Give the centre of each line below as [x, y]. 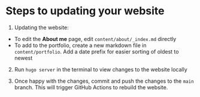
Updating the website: [42, 27]
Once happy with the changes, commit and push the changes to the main [104, 81]
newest [23, 58]
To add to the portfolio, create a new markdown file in [80, 45]
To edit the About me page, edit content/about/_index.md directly [95, 39]
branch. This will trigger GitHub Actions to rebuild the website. [91, 87]
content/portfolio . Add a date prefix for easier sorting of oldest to [96, 51]
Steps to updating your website [85, 11]
